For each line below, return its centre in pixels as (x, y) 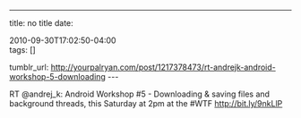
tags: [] (22, 50)
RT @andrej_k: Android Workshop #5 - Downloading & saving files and (140, 94)
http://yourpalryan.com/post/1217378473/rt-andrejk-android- (163, 67)
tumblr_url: (29, 67)
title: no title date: (41, 23)
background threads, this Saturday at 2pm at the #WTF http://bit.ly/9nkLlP (146, 103)
